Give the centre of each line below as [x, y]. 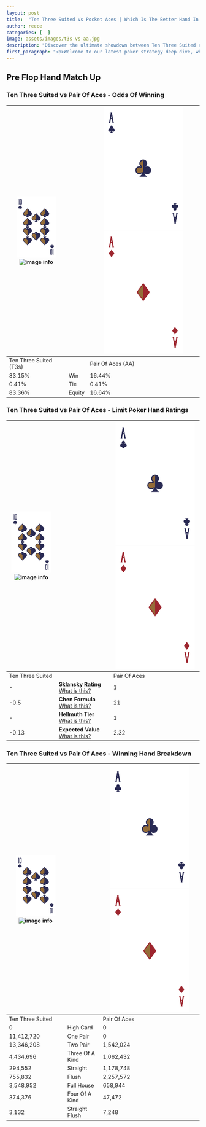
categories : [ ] [29, 33]
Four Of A [79, 1094]
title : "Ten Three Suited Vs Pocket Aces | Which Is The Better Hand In [103, 19]
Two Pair [78, 1045]
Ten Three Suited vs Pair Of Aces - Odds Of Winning [85, 95]
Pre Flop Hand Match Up [54, 78]
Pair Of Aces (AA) [112, 364]
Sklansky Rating [80, 684]
